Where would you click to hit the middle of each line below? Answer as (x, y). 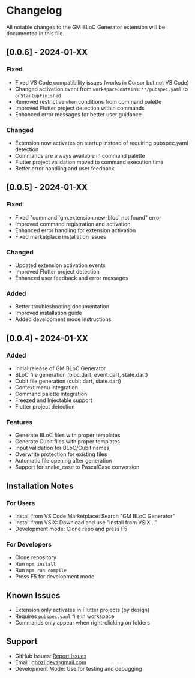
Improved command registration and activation (73, 224)
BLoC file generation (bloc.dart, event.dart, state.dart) (81, 374)
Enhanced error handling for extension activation (75, 230)
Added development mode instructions (63, 319)
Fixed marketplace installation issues (60, 236)
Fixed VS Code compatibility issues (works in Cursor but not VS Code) (102, 82)
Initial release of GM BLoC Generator (60, 368)
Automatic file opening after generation (63, 461)
